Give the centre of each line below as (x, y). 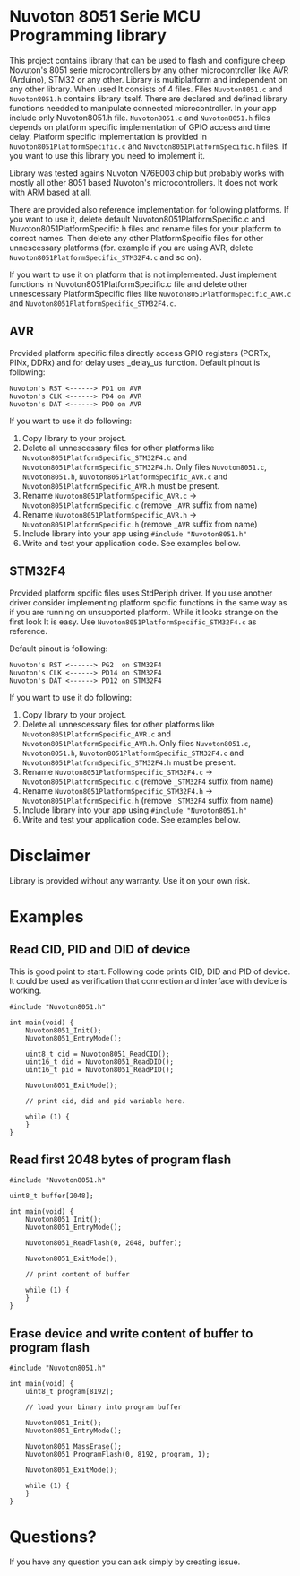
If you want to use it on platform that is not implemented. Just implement (143, 274)
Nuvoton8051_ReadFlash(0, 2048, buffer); (103, 1243)
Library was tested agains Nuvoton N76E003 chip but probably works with (147, 173)
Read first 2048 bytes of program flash (120, 1159)
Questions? (53, 1537)
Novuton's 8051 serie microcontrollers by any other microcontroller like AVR (149, 70)
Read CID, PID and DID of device (100, 949)
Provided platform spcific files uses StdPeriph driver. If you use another (141, 593)
